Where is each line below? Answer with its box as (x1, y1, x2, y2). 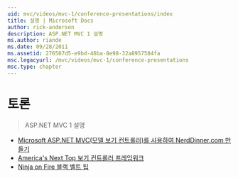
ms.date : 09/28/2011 (7, 43, 69, 50)
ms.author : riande (7, 37, 62, 44)
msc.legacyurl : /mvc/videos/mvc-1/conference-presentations (7, 57, 190, 64)
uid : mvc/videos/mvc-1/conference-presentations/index (7, 10, 173, 18)
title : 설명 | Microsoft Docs (7, 17, 94, 24)
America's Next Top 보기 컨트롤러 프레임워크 (17, 153, 144, 162)
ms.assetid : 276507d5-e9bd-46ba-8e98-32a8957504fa (7, 50, 161, 57)
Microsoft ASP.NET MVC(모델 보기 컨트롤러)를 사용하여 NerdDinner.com (17, 135, 224, 144)
